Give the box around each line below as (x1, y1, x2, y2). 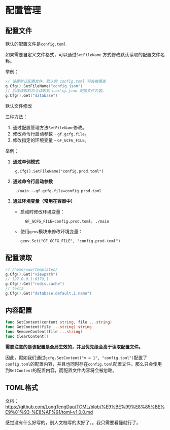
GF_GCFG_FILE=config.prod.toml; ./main (24, 219, 109, 224)
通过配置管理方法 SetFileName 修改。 (12, 124, 87, 130)
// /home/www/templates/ (5, 267, 58, 272)
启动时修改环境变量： (20, 208, 65, 214)
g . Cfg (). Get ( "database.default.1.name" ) (5, 291, 92, 296)
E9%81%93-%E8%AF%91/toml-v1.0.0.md (5, 409, 93, 415)
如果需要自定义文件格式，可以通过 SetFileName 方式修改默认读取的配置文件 (5, 52, 161, 57)
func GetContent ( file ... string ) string (5, 325, 92, 330)
